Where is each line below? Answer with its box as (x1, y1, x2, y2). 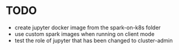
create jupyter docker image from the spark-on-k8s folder (14, 24, 161, 31)
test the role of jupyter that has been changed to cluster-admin (14, 37, 173, 44)
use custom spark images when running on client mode (14, 30, 155, 37)
